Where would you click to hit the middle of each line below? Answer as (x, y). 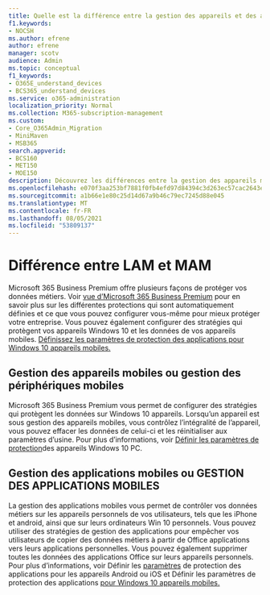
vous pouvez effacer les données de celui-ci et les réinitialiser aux (118, 431)
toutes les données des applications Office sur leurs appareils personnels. (131, 556)
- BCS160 (23, 158)
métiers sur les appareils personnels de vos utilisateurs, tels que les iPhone (133, 514)
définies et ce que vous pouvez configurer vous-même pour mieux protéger (134, 314)
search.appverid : (37, 151)
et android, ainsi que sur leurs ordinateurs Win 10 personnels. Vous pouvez (132, 522)
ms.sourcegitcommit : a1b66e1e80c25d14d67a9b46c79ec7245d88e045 (117, 196)
